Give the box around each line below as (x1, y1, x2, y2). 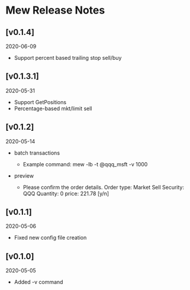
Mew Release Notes (5, 4, 105, 17)
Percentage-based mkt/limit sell (14, 105, 92, 112)
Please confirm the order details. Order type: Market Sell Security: (22, 183, 185, 191)
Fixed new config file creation (14, 234, 87, 241)
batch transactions (14, 149, 60, 156)
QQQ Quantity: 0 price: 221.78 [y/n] (22, 190, 110, 197)
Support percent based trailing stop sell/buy (14, 54, 122, 61)
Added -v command (14, 279, 63, 286)
